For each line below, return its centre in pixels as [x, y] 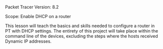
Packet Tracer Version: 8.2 [32, 7]
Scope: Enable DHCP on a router [38, 16]
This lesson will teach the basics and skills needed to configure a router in [80, 26]
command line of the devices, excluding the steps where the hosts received [81, 36]
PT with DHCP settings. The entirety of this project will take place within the [82, 31]
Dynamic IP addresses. [28, 41]
